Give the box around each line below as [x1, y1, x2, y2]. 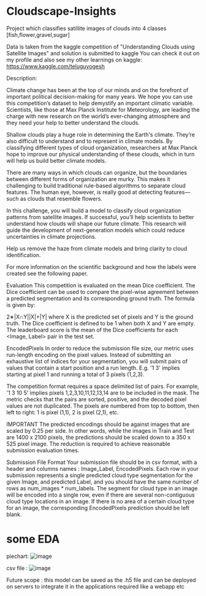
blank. [6, 511, 22, 518]
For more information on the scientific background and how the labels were [6, 263, 197, 271]
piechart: [6, 552, 29, 560]
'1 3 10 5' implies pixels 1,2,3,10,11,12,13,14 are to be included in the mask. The [6, 389, 200, 397]
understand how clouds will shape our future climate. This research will [6, 220, 187, 227]
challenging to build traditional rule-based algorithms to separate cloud [6, 182, 186, 189]
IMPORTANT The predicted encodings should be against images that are [6, 420, 190, 428]
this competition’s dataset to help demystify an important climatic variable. [6, 99, 194, 107]
